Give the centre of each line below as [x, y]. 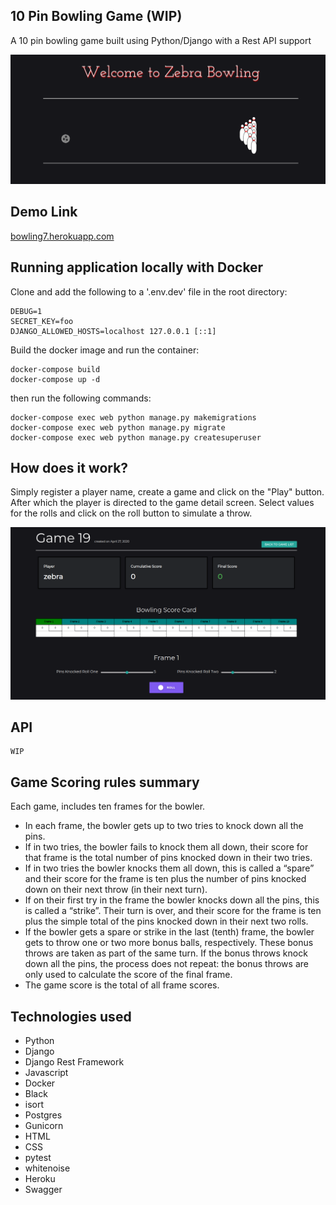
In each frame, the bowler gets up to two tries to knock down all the [164, 826]
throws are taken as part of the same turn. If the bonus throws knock [166, 953]
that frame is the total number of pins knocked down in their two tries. [168, 858]
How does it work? [69, 468]
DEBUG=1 [26, 311]
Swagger [43, 1190]
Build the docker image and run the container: [105, 350]
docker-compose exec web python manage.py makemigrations [133, 417]
